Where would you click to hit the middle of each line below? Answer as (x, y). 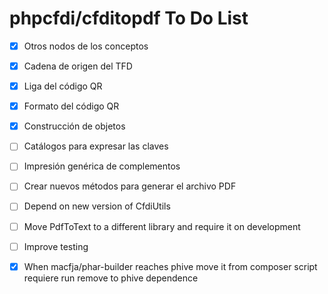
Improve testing (56, 246)
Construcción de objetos (74, 126)
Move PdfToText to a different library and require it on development (162, 226)
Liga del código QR (63, 86)
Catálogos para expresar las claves (96, 146)
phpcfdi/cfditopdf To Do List (129, 18)
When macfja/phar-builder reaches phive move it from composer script (170, 266)
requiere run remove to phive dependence (111, 278)
